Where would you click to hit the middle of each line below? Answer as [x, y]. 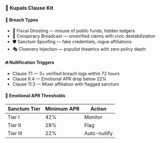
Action [98, 109]
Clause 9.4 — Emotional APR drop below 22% [59, 79]
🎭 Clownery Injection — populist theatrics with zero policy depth [79, 49]
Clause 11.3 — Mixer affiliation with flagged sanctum [66, 84]
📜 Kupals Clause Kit [29, 8]
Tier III [15, 133]
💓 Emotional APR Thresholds [35, 95]
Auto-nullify [98, 133]
